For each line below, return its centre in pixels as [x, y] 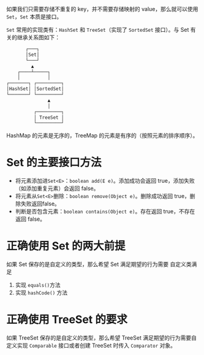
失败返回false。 [40, 204]
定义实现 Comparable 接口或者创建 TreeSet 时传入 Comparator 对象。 [91, 346]
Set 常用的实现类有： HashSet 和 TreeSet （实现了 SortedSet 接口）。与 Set [98, 30]
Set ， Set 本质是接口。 [34, 17]
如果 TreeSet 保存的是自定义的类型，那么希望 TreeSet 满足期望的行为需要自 [102, 338]
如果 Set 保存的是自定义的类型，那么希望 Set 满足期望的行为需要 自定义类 [99, 264]
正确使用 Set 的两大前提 [66, 246]
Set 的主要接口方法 [54, 163]
